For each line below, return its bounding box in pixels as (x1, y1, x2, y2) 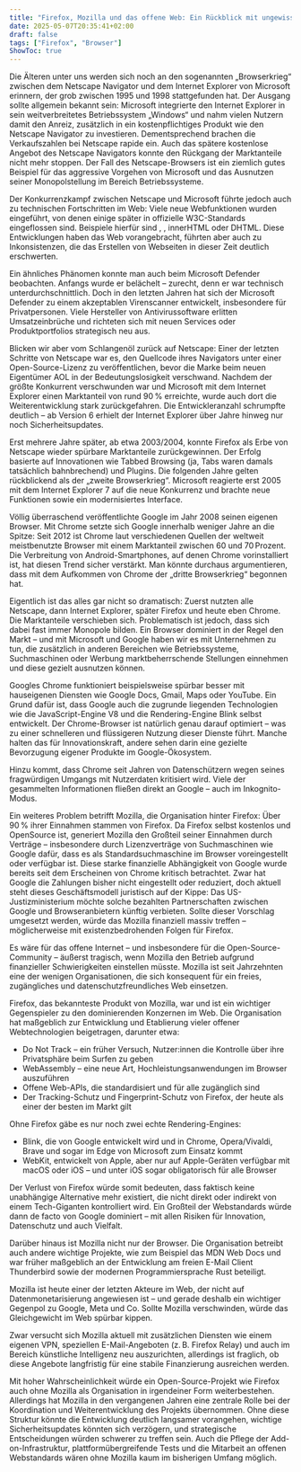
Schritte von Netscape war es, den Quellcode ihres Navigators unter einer (9, 352, 282, 364)
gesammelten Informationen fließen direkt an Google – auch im (9, 784, 242, 794)
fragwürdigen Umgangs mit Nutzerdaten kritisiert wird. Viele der (9, 774, 246, 785)
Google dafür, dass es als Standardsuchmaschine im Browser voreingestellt (9, 848, 288, 859)
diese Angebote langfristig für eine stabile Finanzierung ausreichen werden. (9, 1359, 289, 1370)
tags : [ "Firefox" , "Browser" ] (9, 38, 123, 48)
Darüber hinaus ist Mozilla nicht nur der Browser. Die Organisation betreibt (9, 1237, 284, 1249)
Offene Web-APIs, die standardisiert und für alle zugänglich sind (21, 1082, 260, 1093)
